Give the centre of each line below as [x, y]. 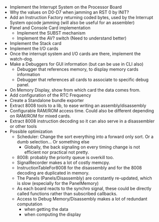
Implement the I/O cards [34, 49]
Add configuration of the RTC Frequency [50, 95]
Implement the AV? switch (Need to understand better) [72, 38]
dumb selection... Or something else [53, 142]
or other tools [23, 126]
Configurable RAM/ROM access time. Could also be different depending [82, 111]
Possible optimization [31, 131]
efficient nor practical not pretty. [56, 152]
